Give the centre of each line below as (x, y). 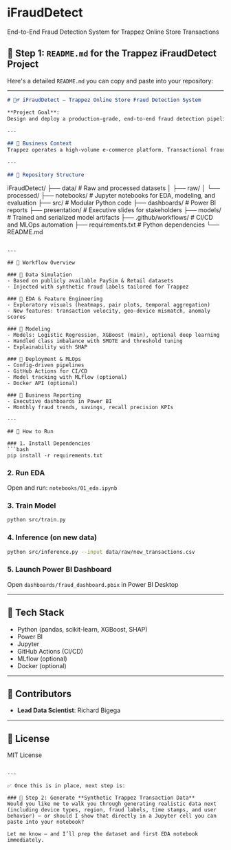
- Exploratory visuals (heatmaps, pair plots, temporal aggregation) (109, 304)
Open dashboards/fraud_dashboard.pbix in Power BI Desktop (93, 584)
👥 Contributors (40, 694)
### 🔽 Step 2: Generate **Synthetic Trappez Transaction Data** (101, 798)
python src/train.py (37, 520)
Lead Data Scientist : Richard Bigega (69, 710)
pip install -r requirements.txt (55, 455)
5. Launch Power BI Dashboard (59, 570)
